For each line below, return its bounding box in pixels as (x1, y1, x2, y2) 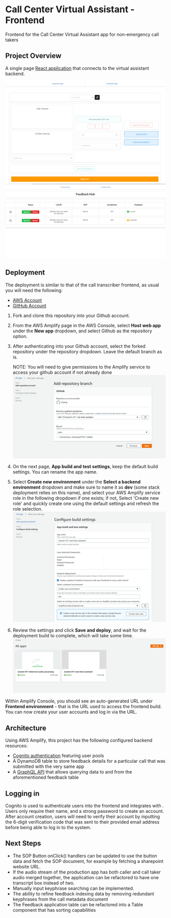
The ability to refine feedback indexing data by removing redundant (12, 890, 154, 897)
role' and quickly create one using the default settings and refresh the (12, 500, 159, 506)
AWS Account (12, 297, 42, 303)
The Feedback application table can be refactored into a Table (12, 901, 144, 907)
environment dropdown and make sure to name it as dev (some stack (12, 484, 160, 491)
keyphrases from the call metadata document (12, 896, 108, 902)
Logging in (5, 789, 40, 798)
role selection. (12, 506, 43, 512)
